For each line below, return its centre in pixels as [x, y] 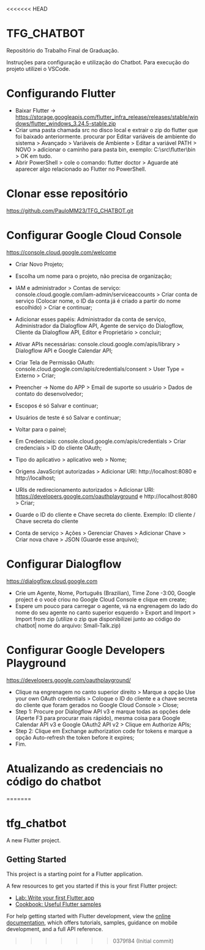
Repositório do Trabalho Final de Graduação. [63, 50]
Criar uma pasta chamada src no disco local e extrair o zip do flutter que [106, 130]
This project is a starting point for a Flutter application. [75, 874]
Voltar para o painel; [41, 429]
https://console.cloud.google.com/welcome [61, 252]
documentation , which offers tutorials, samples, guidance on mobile [92, 922]
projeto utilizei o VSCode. [38, 69]
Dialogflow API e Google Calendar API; [64, 351]
